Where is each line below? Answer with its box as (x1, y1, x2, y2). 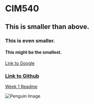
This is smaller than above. (5, 23, 90, 31)
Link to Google (5, 60, 35, 66)
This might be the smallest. (5, 50, 62, 55)
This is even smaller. (5, 37, 56, 44)
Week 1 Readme (5, 84, 38, 89)
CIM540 (5, 3, 39, 14)
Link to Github (5, 72, 39, 79)
